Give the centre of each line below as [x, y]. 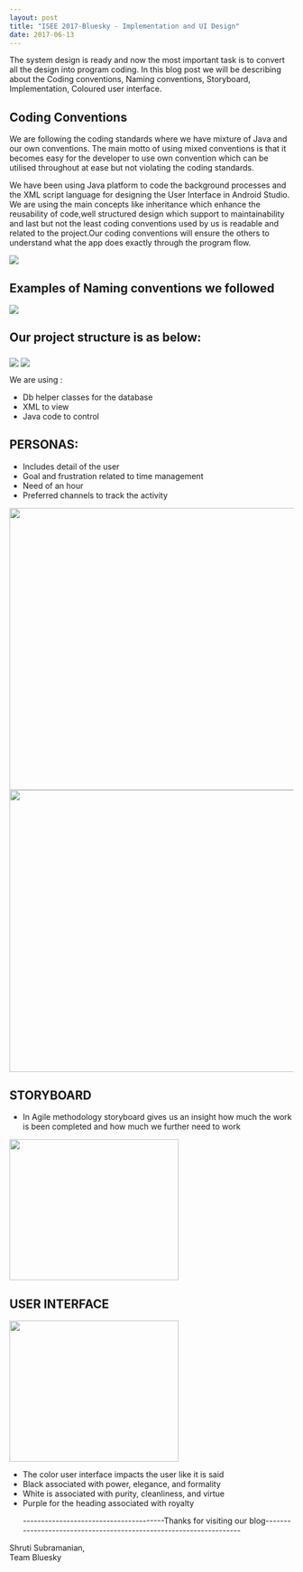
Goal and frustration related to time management [113, 476]
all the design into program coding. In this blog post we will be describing [145, 69]
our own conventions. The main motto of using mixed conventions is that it [148, 149]
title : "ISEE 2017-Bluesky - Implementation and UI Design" [125, 26]
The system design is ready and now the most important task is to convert [147, 60]
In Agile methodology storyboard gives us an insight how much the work [157, 1117]
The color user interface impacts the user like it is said [123, 1475]
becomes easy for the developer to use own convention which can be [139, 158]
